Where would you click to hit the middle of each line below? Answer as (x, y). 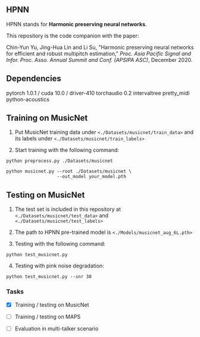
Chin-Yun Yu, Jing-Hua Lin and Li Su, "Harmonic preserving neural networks (100, 47)
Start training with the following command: (67, 150)
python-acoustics (28, 99)
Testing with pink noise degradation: (59, 266)
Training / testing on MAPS (48, 316)
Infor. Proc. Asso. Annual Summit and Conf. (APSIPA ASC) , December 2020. (99, 60)
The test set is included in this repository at (68, 209)
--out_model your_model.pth (92, 177)
